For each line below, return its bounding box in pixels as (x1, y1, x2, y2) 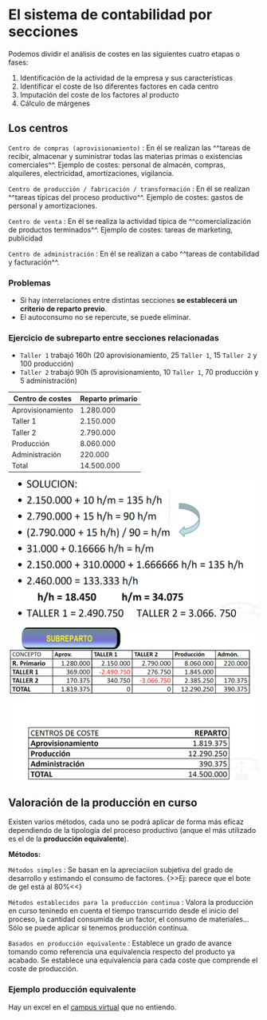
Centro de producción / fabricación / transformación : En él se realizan (8, 184, 250, 193)
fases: (8, 58, 29, 67)
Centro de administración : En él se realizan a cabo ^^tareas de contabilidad (8, 249, 260, 258)
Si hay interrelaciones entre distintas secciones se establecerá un (19, 296, 238, 305)
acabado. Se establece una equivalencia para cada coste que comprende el (8, 955, 258, 965)
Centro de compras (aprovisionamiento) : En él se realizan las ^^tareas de (8, 142, 251, 153)
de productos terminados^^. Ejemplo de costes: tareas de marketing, (8, 225, 233, 234)
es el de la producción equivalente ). (8, 834, 129, 844)
